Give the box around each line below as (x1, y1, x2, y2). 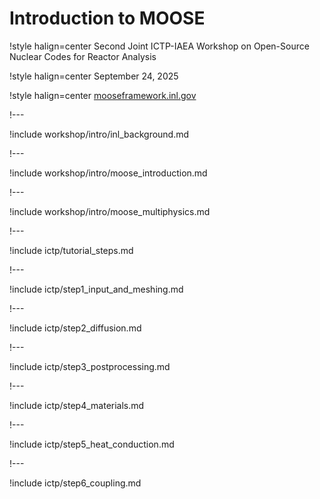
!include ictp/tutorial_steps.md (9, 244, 134, 256)
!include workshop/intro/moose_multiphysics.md (9, 205, 211, 217)
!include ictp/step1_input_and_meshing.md (9, 283, 184, 295)
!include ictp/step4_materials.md (9, 399, 145, 411)
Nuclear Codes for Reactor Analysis (9, 50, 157, 62)
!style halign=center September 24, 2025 (9, 70, 179, 82)
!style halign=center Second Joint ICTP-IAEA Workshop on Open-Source (9, 40, 310, 52)
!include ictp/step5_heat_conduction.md (9, 438, 175, 450)
